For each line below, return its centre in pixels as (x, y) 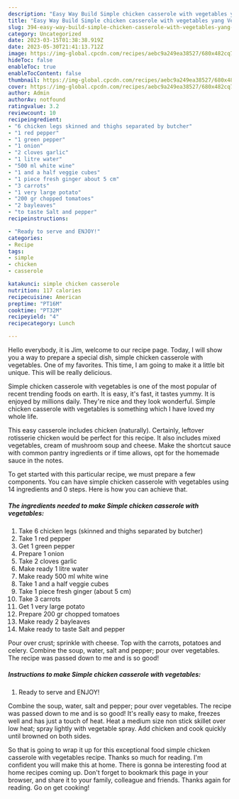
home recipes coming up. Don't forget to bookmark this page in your (108, 772)
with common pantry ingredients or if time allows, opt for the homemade (114, 453)
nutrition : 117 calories (45, 290)
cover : (18, 87)
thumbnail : (24, 80)
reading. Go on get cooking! (49, 787)
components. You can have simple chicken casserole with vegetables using (118, 482)
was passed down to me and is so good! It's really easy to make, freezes (114, 713)
